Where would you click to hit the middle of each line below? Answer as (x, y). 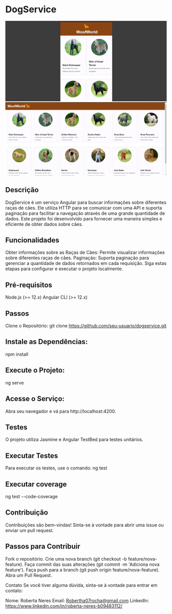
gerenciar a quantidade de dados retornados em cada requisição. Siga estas (86, 263)
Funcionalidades (33, 240)
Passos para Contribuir (43, 547)
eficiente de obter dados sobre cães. (44, 224)
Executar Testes (32, 455)
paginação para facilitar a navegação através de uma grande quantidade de (85, 213)
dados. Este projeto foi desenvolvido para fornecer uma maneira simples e (84, 218)
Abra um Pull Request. (29, 575)
